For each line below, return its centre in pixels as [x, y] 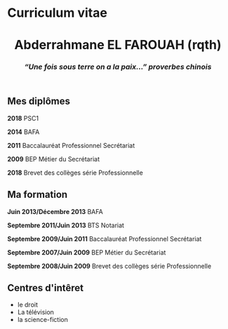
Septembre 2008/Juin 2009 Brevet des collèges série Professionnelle [109, 266]
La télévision [36, 312]
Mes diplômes [39, 101]
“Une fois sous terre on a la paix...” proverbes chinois [118, 67]
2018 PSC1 [23, 118]
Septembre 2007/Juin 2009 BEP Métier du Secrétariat [87, 252]
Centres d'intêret [46, 288]
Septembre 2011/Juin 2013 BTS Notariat [66, 225]
